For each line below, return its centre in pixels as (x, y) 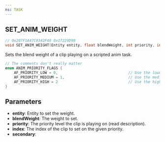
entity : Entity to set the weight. (43, 114)
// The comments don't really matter (44, 64)
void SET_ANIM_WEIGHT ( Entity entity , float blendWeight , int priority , (80, 45)
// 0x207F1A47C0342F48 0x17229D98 (41, 41)
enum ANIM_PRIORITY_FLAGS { (34, 68)
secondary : (24, 134)
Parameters (23, 102)
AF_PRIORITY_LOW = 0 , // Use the (82, 72)
